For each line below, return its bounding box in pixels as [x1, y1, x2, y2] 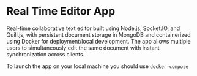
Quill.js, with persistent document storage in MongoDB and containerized [6, 31, 191, 38]
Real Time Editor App [6, 4, 116, 18]
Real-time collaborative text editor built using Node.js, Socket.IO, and [6, 25, 180, 32]
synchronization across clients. [6, 50, 85, 58]
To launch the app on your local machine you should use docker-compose [6, 63, 188, 70]
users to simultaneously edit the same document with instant [6, 44, 160, 51]
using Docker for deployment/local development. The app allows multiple [6, 37, 191, 45]
